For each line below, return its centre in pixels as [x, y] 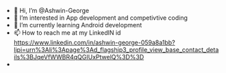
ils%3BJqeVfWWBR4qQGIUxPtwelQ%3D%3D [79, 57]
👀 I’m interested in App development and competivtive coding [101, 18]
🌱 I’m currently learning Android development [78, 25]
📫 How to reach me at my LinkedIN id [67, 33]
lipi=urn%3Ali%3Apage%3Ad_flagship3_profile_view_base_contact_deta [116, 50]
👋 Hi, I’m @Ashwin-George [51, 11]
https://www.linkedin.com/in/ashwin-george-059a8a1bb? [95, 42]
